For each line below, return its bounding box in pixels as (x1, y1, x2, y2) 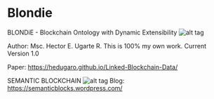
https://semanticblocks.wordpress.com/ (7, 84, 123, 92)
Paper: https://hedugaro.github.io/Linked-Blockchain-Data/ (7, 62, 178, 71)
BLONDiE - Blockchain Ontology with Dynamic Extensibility (7, 28, 178, 37)
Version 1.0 (7, 49, 39, 58)
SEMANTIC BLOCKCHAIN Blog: (7, 76, 125, 85)
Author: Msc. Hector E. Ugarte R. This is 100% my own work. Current (7, 41, 207, 50)
